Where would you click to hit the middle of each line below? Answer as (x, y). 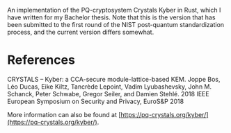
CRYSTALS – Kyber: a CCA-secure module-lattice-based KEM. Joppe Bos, (114, 79)
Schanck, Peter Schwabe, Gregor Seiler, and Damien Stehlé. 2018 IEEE (109, 94)
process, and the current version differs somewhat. (81, 32)
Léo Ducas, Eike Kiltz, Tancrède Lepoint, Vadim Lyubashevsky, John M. (110, 87)
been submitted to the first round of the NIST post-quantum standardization (116, 25)
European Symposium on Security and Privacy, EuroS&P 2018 (96, 101)
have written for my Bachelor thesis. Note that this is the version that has (111, 17)
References (41, 60)
